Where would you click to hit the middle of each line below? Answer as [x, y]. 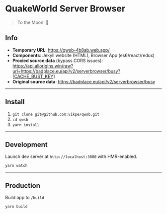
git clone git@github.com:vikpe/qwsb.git [56, 114]
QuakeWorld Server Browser [65, 9]
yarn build [16, 207]
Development [27, 144]
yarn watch [16, 166]
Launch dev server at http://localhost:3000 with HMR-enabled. [71, 156]
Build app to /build [25, 198]
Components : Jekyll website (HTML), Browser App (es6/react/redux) [83, 55]
